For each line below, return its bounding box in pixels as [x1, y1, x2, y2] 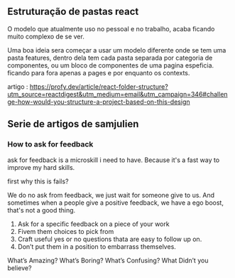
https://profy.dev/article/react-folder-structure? [29, 82, 168, 91]
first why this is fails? [7, 177, 69, 186]
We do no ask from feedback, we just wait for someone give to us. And [7, 191, 215, 199]
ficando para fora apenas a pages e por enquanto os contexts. [7, 68, 190, 77]
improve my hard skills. [7, 163, 75, 171]
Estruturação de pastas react [7, 6, 139, 18]
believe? [7, 263, 32, 272]
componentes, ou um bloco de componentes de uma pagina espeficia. [7, 60, 214, 70]
